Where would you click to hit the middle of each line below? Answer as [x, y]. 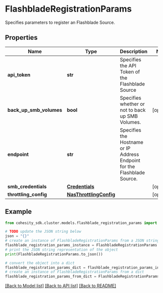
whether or [132, 104]
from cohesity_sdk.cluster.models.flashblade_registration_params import [81, 223]
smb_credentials [27, 187]
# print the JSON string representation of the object [62, 250]
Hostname [131, 142]
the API [128, 66]
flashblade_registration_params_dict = [45, 267]
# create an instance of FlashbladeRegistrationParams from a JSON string [82, 241]
